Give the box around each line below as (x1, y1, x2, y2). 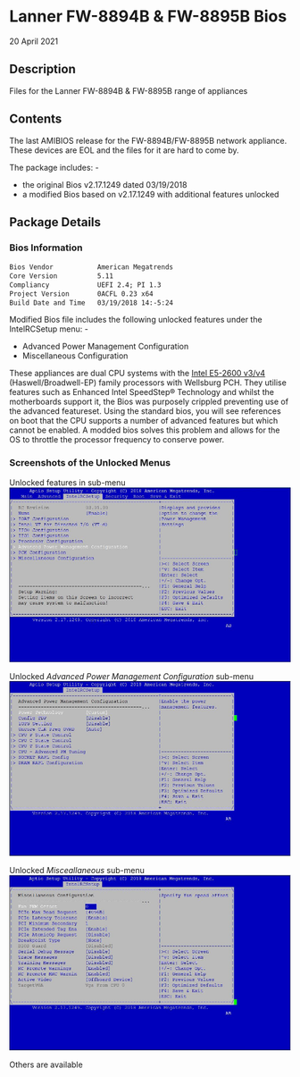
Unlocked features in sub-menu (9, 476, 127, 488)
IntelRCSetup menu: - (9, 324, 89, 334)
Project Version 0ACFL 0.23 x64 (9, 290, 154, 299)
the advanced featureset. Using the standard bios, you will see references (9, 406, 281, 416)
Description (9, 62, 76, 77)
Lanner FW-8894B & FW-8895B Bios (9, 6, 287, 27)
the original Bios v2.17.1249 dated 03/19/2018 (21, 179, 187, 189)
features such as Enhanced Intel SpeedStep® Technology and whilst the (9, 387, 275, 398)
